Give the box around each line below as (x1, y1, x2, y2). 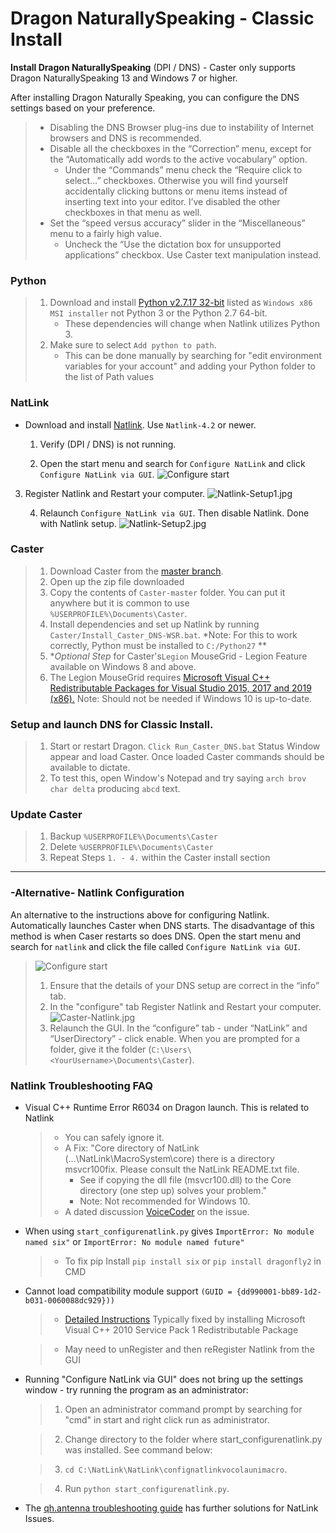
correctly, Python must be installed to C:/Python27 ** (49, 639, 268, 651)
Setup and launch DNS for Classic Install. (10, 717, 214, 731)
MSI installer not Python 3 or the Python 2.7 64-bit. (49, 307, 268, 319)
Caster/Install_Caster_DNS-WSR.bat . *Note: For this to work (49, 628, 298, 641)
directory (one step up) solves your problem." (79, 1185, 268, 1197)
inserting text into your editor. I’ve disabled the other (64, 195, 281, 207)
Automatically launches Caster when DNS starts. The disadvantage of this (10, 919, 315, 931)
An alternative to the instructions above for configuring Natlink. (10, 908, 270, 921)
